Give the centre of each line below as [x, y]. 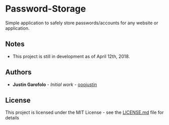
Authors [18, 72]
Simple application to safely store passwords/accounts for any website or [82, 23]
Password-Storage [46, 9]
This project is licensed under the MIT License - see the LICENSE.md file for [85, 112]
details [12, 118]
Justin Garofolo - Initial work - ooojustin [55, 85]
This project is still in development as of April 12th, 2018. [71, 56]
